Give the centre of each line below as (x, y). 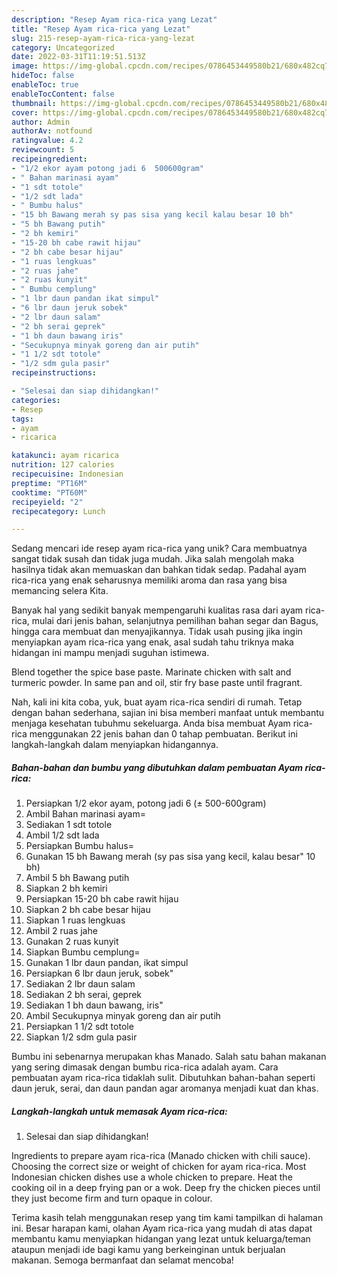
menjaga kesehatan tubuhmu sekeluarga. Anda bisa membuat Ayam (151, 723)
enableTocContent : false (63, 94)
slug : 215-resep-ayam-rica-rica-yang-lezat (103, 38)
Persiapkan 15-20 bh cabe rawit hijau (102, 899)
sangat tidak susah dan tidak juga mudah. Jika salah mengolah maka (152, 559)
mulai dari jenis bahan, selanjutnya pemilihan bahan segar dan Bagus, (175, 621)
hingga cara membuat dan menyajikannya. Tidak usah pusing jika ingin (157, 632)
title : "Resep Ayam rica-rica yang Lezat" (101, 29)
